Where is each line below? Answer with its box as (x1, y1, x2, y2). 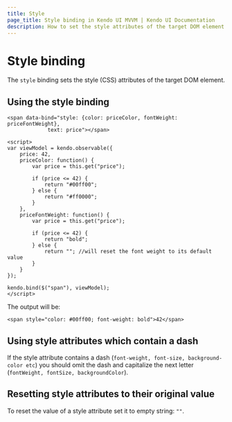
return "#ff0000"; (44, 194, 98, 201)
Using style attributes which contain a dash (7, 335, 199, 347)
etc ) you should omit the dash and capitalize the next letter (25, 360, 194, 369)
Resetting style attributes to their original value (7, 388, 215, 400)
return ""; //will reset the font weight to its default (44, 248, 213, 255)
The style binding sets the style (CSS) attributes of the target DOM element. (7, 76, 225, 84)
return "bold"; (44, 236, 89, 243)
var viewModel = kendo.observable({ (7, 145, 113, 152)
